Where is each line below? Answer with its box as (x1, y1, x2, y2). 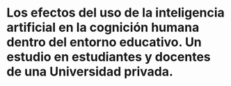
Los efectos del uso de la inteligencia (6, 5, 225, 21)
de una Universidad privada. (6, 64, 173, 80)
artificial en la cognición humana (6, 19, 200, 35)
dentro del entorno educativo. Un (6, 35, 202, 50)
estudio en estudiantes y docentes (6, 49, 212, 65)
